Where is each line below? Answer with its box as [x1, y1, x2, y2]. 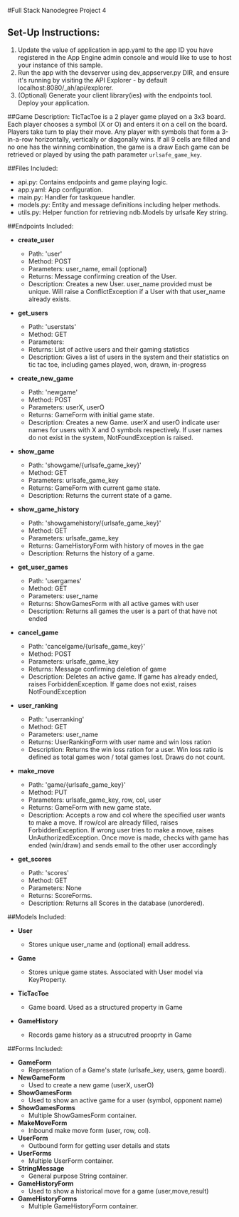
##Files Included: [7, 164, 58, 172]
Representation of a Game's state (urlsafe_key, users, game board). [28, 1065, 226, 1074]
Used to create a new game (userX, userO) [28, 1080, 154, 1089]
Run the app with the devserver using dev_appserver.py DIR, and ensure [17, 68, 230, 77]
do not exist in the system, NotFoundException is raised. [28, 433, 193, 442]
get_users [17, 308, 48, 317]
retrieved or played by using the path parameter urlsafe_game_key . [7, 150, 203, 159]
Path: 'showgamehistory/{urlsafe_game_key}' [28, 518, 161, 527]
